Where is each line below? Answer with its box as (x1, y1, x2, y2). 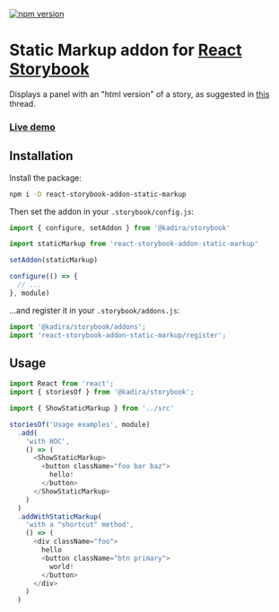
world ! (48, 562, 74, 571)
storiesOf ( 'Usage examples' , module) (9, 420, 151, 429)
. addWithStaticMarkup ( (17, 512, 102, 521)
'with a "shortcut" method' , (25, 520, 135, 529)
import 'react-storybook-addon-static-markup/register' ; (9, 331, 227, 340)
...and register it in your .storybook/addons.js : (9, 305, 180, 315)
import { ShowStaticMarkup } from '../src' (9, 404, 175, 413)
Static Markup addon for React (9, 40, 242, 60)
